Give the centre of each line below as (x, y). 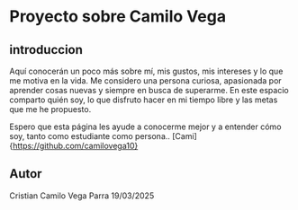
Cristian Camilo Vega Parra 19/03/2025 (82, 196)
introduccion (46, 50)
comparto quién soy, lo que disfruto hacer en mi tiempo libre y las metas (144, 100)
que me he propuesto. (50, 109)
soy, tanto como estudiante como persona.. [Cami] (104, 136)
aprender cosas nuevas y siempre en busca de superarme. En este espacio (149, 90)
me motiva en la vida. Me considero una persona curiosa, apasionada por (145, 81)
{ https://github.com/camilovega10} (74, 146)
